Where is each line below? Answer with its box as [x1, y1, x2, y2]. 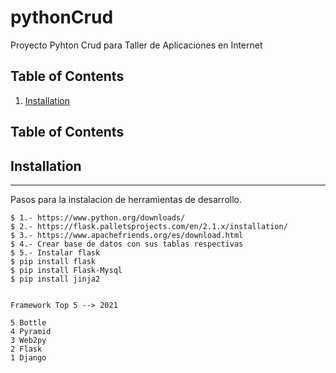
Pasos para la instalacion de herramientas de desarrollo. [10, 193, 242, 205]
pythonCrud [10, 6, 114, 29]
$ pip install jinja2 [10, 274, 101, 284]
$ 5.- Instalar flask [10, 247, 101, 258]
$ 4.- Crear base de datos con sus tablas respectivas [10, 239, 244, 249]
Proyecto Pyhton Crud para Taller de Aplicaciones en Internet [10, 39, 263, 51]
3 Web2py [10, 335, 47, 345]
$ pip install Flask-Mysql [10, 265, 123, 275]
